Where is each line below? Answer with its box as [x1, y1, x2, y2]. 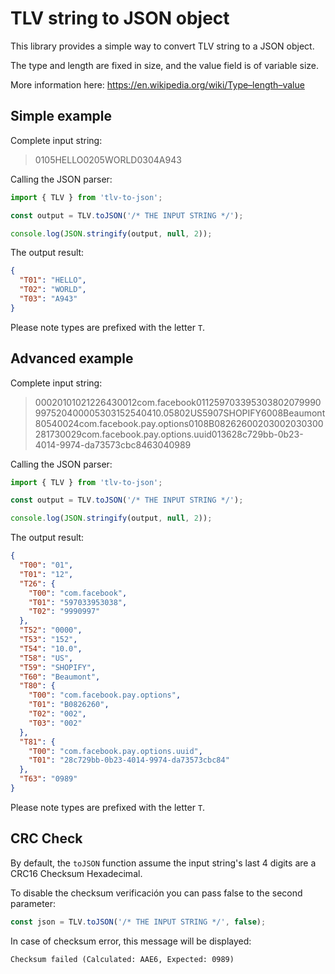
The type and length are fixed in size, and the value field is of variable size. [10, 59, 320, 71]
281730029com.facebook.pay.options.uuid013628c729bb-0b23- [34, 428, 304, 440]
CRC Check [10, 830, 83, 847]
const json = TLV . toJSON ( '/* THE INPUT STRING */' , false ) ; [10, 917, 267, 927]
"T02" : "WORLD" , [19, 285, 87, 295]
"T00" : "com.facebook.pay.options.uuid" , [28, 746, 203, 756]
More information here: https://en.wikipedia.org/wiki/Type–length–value [10, 78, 305, 91]
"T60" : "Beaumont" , [19, 672, 101, 682]
